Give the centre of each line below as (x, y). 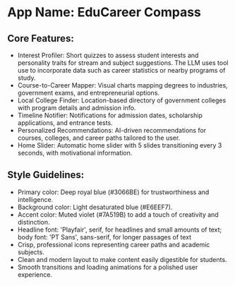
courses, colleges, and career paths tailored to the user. (99, 138)
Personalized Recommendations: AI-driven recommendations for (112, 130)
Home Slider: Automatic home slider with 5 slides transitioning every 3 (120, 145)
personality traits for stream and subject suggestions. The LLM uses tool (123, 63)
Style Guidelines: (46, 175)
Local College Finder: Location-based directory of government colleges (122, 100)
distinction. (34, 222)
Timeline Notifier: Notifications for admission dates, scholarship (110, 115)
